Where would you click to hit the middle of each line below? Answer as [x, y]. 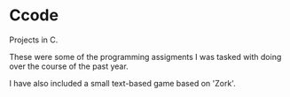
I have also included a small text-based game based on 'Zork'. [123, 83]
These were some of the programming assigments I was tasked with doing [145, 56]
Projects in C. [34, 40]
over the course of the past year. [69, 66]
